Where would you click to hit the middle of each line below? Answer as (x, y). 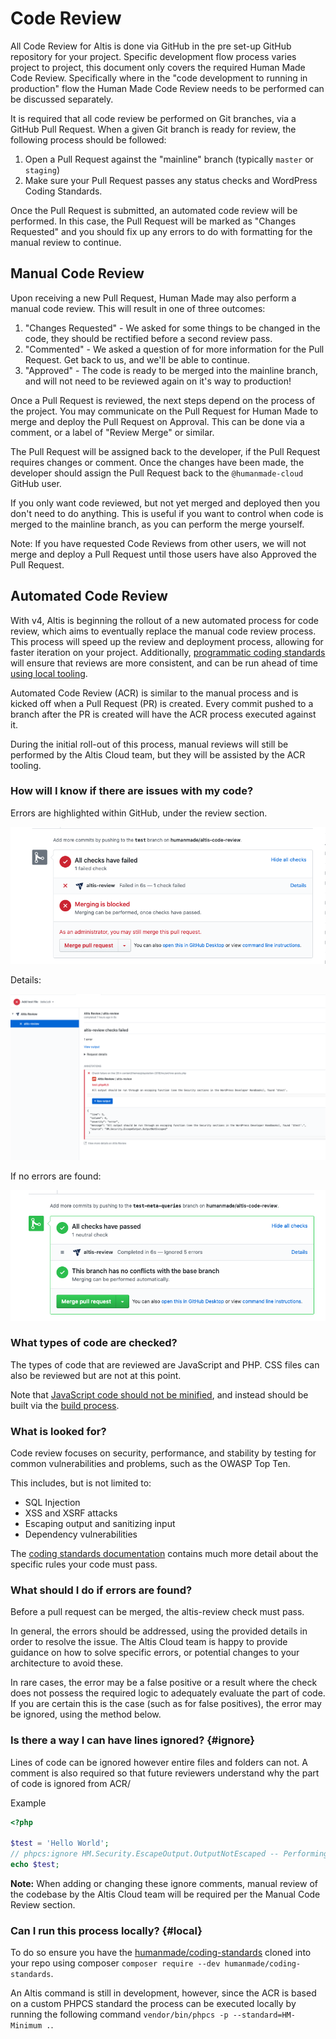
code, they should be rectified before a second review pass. (148, 338)
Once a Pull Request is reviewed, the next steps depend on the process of (163, 400)
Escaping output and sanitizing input (100, 1524)
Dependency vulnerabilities (81, 1534)
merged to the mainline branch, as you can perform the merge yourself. (157, 524)
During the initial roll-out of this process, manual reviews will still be (149, 744)
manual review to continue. (66, 242)
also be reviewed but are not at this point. (96, 1375)
